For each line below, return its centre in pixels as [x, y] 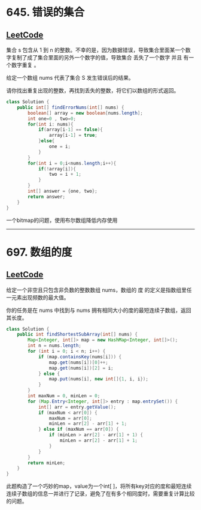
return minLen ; [47, 463]
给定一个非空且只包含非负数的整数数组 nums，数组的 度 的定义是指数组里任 [99, 290]
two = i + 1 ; [65, 175]
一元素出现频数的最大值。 [38, 297]
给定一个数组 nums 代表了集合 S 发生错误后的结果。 [70, 78]
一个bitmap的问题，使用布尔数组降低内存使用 [62, 220]
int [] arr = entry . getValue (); [77, 407]
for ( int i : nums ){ [51, 124]
